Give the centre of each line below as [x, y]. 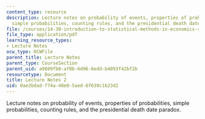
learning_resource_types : [39, 40]
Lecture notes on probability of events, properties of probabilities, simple [98, 103]
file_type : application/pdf [42, 35]
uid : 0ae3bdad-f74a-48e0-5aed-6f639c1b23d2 [63, 86]
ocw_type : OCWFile [30, 52]
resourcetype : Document [37, 74]
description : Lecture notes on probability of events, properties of [97, 18]
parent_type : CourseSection [42, 63]
